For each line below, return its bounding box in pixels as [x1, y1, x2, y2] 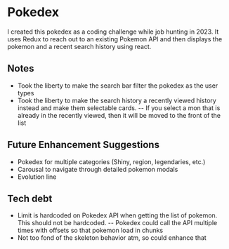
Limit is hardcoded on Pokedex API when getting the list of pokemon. [17, 211, 218, 220]
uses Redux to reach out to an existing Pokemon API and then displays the [7, 34, 223, 43]
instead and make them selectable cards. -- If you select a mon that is [17, 103, 221, 112]
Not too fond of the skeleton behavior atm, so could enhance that [17, 234, 207, 242]
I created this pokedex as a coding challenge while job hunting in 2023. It [7, 27, 219, 36]
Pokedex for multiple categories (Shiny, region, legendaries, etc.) [17, 157, 206, 166]
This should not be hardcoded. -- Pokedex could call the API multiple [17, 219, 218, 227]
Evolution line [17, 173, 57, 181]
